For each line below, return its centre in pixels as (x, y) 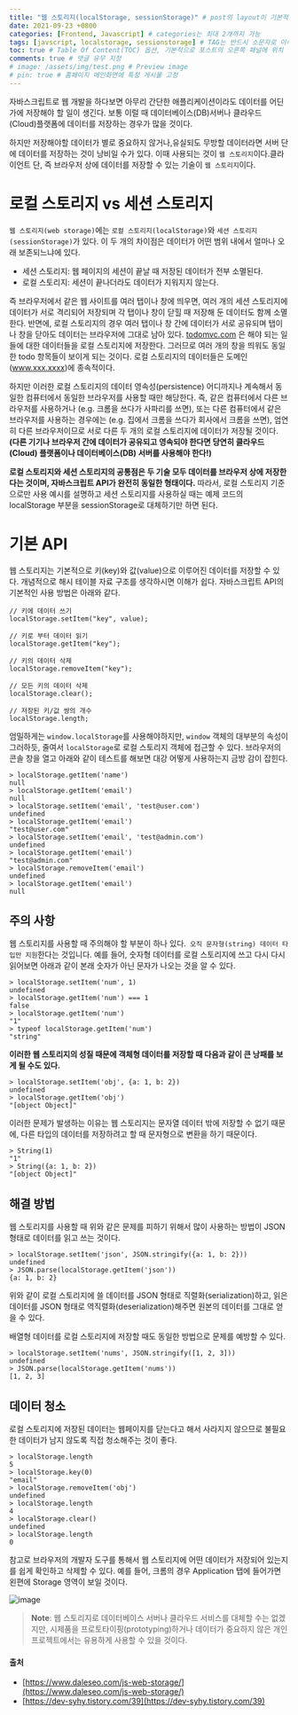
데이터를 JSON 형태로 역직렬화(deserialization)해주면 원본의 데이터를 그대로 (142, 1307)
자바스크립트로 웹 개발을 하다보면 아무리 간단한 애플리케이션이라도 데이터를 (138, 101)
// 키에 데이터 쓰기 (41, 611)
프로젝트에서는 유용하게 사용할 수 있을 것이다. (109, 1641)
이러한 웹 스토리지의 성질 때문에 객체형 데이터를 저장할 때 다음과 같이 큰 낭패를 (142, 1054)
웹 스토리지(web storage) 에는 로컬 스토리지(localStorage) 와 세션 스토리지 (133, 230)
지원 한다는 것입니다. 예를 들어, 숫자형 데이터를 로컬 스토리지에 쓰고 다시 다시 (155, 955)
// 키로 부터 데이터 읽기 (49, 636)
